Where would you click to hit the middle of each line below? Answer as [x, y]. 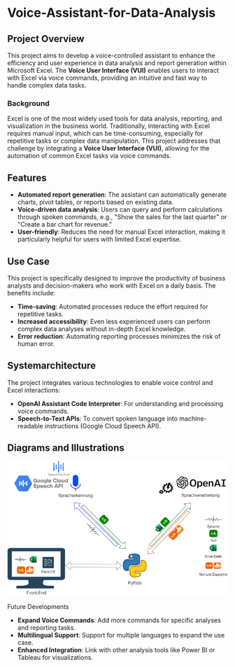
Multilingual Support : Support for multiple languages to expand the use [121, 635]
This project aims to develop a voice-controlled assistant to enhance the [111, 55]
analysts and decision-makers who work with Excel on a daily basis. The [112, 286]
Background [29, 103]
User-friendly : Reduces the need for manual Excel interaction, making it [121, 232]
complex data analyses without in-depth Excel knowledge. [101, 329]
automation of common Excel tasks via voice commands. [89, 156]
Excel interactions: [34, 390]
